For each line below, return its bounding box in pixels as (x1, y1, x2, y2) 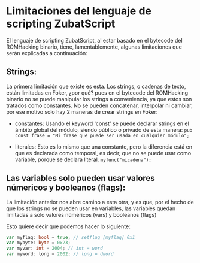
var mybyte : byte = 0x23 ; (6, 240, 71, 246)
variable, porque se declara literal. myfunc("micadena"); (14, 156, 151, 163)
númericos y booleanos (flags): (6, 183, 126, 193)
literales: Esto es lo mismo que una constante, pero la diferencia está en (14, 143, 193, 150)
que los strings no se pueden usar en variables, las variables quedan (6, 205, 176, 212)
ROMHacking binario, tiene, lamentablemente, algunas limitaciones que (6, 43, 183, 50)
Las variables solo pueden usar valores (6, 173, 155, 183)
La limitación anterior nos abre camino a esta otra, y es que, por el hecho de (6, 198, 195, 205)
